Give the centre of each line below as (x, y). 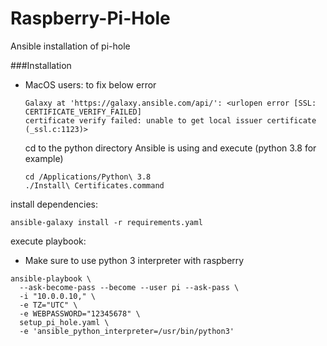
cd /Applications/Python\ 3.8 (88, 177)
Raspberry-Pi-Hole (90, 18)
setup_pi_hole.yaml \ (64, 322)
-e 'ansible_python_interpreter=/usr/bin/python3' (127, 331)
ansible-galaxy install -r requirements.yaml (106, 222)
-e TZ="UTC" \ (48, 305)
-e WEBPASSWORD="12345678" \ (80, 313)
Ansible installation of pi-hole (70, 46)
